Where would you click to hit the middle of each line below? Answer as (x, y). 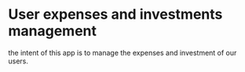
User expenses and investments (115, 14)
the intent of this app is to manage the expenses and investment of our (122, 52)
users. (18, 61)
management (52, 31)
